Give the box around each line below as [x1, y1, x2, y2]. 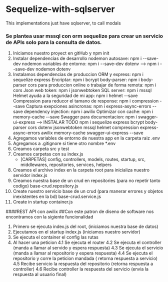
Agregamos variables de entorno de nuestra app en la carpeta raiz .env [12, 135, 160, 141]
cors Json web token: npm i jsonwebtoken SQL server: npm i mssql [12, 87, 152, 93]
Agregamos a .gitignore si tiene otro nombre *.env [12, 140, 116, 146]
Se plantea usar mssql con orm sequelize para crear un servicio [5, 32, 163, 39]
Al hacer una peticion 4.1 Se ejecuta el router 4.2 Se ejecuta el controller [12, 239, 161, 245]
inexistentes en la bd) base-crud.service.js [12, 193, 101, 199]
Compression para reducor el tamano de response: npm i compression [12, 98, 159, 104]
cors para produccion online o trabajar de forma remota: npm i [27, 82, 156, 88]
